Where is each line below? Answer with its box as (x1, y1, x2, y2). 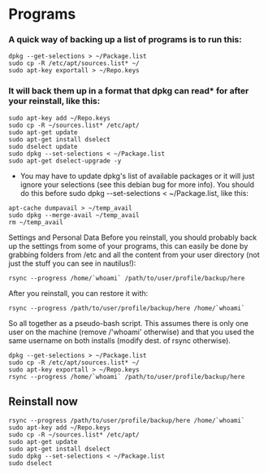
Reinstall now (8, 395, 79, 409)
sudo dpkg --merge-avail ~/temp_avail (8, 211, 140, 220)
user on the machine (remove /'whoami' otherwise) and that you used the (8, 327, 254, 337)
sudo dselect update (8, 142, 79, 150)
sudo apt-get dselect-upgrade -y (8, 156, 122, 165)
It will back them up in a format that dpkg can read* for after (8, 85, 249, 97)
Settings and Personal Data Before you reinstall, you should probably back (8, 233, 257, 242)
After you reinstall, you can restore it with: (8, 288, 149, 298)
